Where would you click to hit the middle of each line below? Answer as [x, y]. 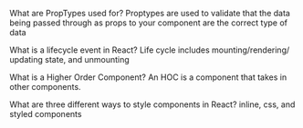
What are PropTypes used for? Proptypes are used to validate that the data [150, 13]
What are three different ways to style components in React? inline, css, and [152, 104]
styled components [46, 114]
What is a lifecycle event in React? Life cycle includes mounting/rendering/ [150, 50]
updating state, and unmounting [69, 59]
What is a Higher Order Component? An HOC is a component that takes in [148, 77]
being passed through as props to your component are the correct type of [149, 23]
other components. [45, 87]
